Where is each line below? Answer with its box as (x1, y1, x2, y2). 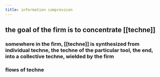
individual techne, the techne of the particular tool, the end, (5, 47, 153, 54)
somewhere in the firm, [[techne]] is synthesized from (5, 40, 139, 47)
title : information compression (5, 7, 73, 12)
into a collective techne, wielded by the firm (5, 53, 114, 60)
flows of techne (5, 66, 44, 73)
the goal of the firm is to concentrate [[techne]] (5, 26, 155, 34)
